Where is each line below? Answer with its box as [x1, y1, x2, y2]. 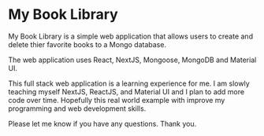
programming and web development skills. [8, 104, 147, 113]
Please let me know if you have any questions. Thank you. [8, 119, 197, 128]
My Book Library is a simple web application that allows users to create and [8, 31, 254, 41]
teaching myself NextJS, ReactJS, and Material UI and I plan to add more [8, 86, 245, 96]
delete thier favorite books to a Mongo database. [8, 39, 167, 49]
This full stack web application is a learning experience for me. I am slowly [8, 79, 250, 88]
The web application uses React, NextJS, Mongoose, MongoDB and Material [8, 55, 257, 64]
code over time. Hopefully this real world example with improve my [8, 95, 225, 105]
